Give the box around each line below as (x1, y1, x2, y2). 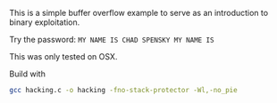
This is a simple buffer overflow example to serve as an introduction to (9, 8, 269, 18)
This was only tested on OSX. (9, 51, 118, 61)
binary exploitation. (9, 17, 80, 28)
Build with (9, 68, 46, 79)
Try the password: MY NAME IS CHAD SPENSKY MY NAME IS (9, 35, 214, 44)
